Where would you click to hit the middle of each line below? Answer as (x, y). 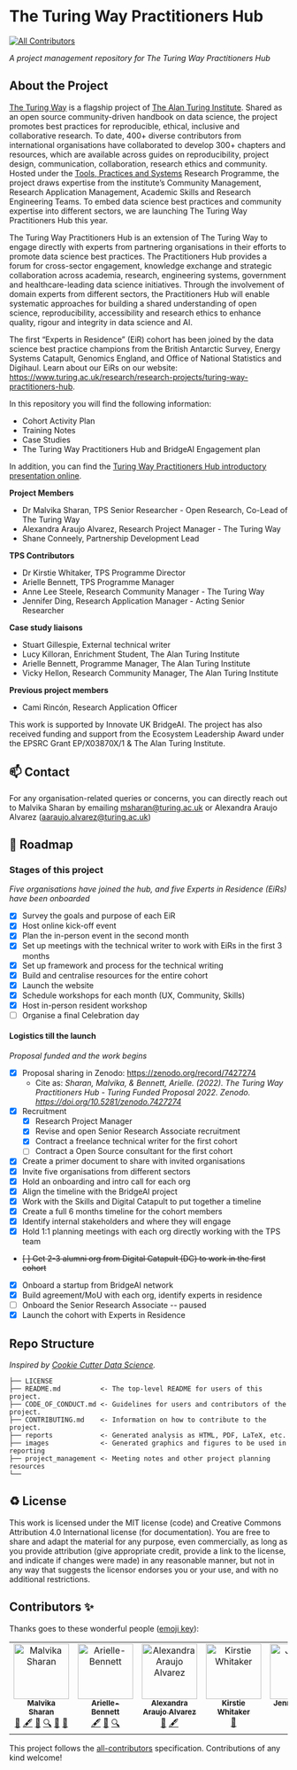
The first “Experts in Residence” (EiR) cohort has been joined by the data (141, 339)
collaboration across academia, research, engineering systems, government (148, 275)
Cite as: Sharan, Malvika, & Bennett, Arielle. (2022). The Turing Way (159, 1083)
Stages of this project (56, 869)
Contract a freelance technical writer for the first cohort (136, 1142)
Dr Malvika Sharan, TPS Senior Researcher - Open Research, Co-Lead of (155, 510)
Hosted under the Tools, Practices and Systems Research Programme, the (145, 173)
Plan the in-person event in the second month (105, 936)
